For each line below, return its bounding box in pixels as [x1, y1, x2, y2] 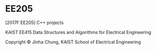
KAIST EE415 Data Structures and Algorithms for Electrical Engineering [5, 29, 151, 35]
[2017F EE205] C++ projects [5, 19, 64, 25]
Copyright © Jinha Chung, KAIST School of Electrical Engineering [5, 38, 141, 45]
